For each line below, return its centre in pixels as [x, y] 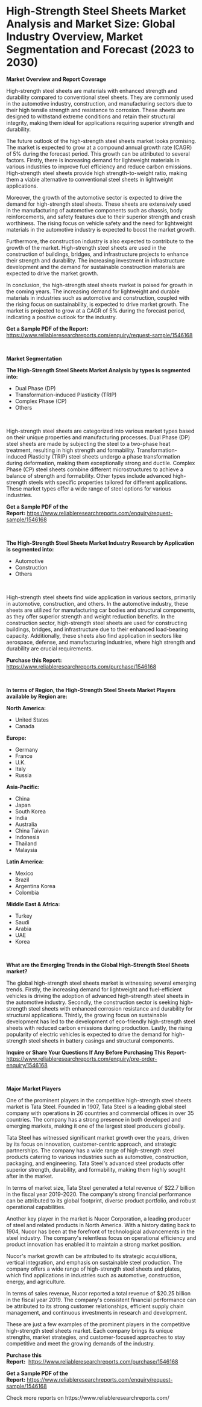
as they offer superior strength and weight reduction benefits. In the [90, 616]
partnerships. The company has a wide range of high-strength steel [90, 1150]
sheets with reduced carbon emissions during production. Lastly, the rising [99, 1027]
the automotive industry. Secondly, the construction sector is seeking [93, 1002]
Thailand [26, 843]
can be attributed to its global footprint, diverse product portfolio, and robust [101, 1200]
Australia [26, 824]
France [24, 756]
